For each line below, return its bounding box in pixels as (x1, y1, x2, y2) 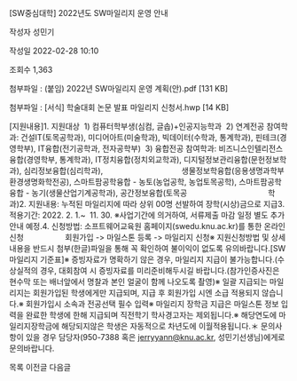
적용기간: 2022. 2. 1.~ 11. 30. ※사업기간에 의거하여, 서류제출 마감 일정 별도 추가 (9, 210, 285, 220)
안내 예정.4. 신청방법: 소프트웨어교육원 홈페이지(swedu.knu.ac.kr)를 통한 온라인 (9, 221, 286, 231)
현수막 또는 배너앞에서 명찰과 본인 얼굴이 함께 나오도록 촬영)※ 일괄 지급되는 (9, 276, 268, 287)
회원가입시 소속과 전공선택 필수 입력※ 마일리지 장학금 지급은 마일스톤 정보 (25, 298, 279, 309)
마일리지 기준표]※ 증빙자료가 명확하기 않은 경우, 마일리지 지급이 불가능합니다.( (9, 254, 277, 265)
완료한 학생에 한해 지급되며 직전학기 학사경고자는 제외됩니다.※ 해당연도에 (25, 310, 277, 320)
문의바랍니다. (9, 343, 55, 353)
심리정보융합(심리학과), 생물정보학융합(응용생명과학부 (23, 165, 285, 176)
